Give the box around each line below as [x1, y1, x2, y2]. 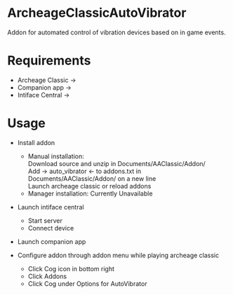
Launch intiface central [17, 203, 84, 211]
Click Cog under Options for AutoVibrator [27, 279, 147, 288]
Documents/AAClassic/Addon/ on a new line [27, 174, 157, 183]
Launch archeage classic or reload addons [27, 181, 152, 190]
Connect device [27, 224, 74, 232]
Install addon [17, 138, 55, 146]
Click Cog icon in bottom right [27, 264, 114, 273]
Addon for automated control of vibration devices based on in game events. [7, 28, 226, 36]
